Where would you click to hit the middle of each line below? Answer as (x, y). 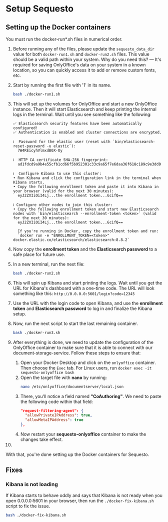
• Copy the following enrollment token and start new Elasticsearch (86, 209)
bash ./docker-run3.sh (36, 332)
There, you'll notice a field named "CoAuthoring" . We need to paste (91, 396)
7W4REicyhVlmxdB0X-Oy (40, 150)
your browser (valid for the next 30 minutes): (63, 191)
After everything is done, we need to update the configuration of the (83, 342)
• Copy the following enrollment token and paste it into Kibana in (86, 186)
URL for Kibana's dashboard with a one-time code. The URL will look (83, 288)
